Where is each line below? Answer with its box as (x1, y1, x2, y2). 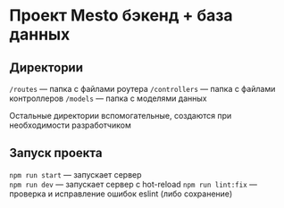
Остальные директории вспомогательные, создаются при (9, 111, 232, 121)
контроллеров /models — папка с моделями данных (9, 93, 207, 104)
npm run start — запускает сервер (9, 169, 142, 179)
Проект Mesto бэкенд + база (9, 5, 234, 26)
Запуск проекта (9, 146, 103, 161)
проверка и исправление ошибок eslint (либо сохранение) (9, 188, 233, 199)
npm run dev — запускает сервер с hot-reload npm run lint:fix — (9, 179, 257, 189)
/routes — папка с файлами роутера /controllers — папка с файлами (9, 84, 276, 94)
